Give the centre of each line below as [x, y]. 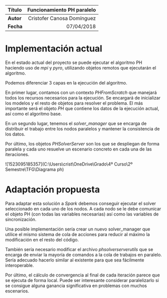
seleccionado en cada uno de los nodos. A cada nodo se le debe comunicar [83, 208]
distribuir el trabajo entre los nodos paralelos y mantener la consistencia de [83, 128]
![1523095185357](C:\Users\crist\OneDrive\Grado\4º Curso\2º [69, 164]
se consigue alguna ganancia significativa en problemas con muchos [76, 285]
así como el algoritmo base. [34, 113]
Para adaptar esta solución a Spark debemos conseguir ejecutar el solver [81, 203]
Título [15, 10]
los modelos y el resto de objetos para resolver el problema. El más [74, 103]
